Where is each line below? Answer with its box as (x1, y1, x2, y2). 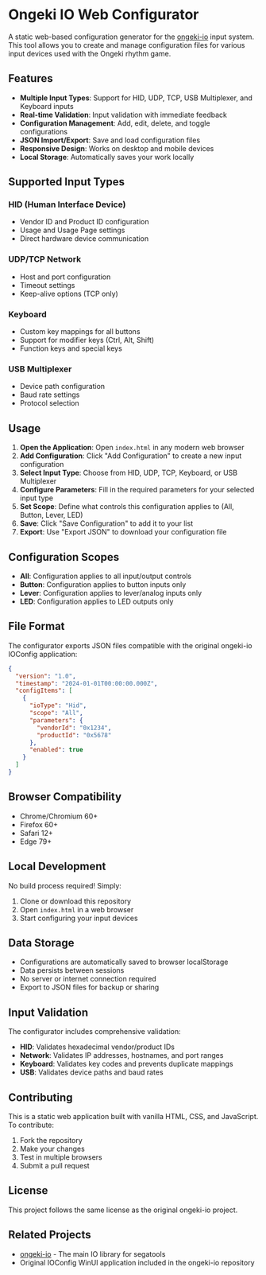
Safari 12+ (19, 828, 53, 838)
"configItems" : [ (15, 686, 73, 695)
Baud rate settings (19, 390, 80, 399)
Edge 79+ (19, 837, 52, 846)
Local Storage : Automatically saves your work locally (19, 152, 195, 161)
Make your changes (19, 1144, 85, 1153)
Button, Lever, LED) (19, 511, 83, 520)
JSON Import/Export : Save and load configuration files (19, 135, 201, 145)
